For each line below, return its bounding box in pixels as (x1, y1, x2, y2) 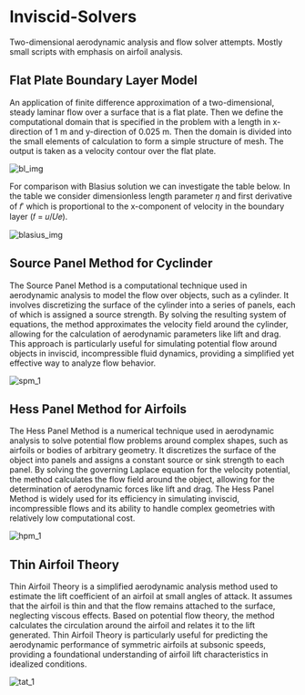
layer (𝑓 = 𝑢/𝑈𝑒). (9, 211, 68, 222)
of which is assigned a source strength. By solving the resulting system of (9, 308, 287, 320)
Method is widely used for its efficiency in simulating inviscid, (9, 493, 239, 504)
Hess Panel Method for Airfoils (9, 401, 188, 417)
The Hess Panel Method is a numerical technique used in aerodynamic (9, 426, 275, 437)
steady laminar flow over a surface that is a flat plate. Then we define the (9, 107, 284, 118)
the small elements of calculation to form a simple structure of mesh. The (9, 135, 284, 147)
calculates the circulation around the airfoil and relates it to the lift (9, 620, 256, 631)
